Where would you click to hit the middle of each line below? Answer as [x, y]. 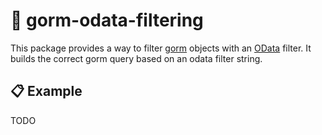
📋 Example [46, 91]
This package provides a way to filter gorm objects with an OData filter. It [161, 48]
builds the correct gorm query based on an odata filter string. [136, 58]
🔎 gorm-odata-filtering [107, 20]
